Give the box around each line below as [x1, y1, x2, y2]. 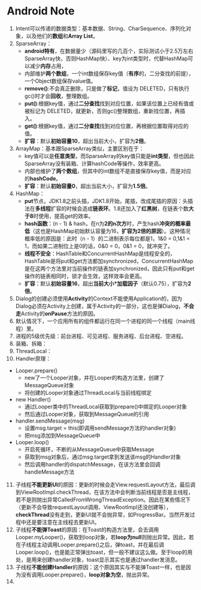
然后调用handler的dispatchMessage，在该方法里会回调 [24, 460, 161, 468]
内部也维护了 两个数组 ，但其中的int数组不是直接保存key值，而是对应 [24, 167, 191, 175]
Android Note [7, 4, 75, 18]
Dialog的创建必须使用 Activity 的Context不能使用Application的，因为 [15, 295, 182, 302]
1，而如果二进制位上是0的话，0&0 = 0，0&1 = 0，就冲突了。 [24, 242, 173, 250]
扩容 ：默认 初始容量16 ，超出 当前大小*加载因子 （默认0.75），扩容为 [24, 280, 188, 287]
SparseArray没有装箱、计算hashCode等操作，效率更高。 [24, 160, 165, 167]
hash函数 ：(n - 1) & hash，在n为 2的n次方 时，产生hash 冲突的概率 [24, 220, 186, 227]
